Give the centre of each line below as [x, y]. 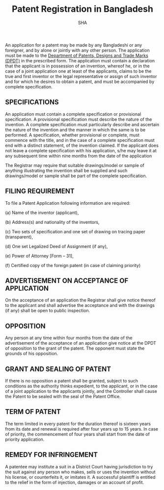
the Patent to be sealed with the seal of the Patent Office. [63, 396]
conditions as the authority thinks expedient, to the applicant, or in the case [82, 386]
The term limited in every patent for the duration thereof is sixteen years [78, 424]
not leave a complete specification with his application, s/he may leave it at [81, 150]
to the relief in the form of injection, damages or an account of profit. [75, 482]
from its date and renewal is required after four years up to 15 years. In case [82, 429]
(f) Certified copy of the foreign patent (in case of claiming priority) [73, 265]
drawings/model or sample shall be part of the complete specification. [76, 176]
